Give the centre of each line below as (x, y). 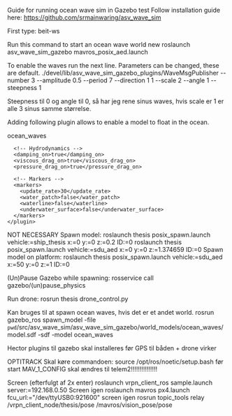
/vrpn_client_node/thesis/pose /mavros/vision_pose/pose (90, 405)
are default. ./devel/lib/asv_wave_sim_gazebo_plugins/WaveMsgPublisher (113, 73)
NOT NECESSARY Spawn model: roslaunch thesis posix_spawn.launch (109, 235)
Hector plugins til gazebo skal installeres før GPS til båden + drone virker (112, 348)
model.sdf (22, 335)
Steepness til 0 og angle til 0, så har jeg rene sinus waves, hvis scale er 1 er (116, 101)
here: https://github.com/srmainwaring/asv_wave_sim (84, 17)
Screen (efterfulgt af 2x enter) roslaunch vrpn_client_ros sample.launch (110, 382)
